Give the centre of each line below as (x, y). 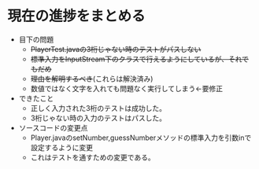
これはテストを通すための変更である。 (92, 157)
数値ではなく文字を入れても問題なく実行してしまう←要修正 (127, 88)
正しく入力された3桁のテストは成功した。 (98, 108)
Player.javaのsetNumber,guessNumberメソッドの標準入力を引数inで (141, 138)
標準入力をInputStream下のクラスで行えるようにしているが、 (129, 59)
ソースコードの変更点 (53, 127)
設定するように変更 (62, 147)
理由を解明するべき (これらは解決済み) (92, 79)
